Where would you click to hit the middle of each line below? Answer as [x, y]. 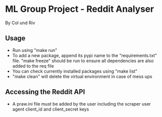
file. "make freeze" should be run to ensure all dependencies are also [83, 61]
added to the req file [33, 66]
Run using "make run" [35, 50]
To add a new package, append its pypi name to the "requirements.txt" [84, 55]
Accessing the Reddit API [45, 92]
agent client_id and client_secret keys [51, 109]
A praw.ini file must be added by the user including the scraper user [81, 104]
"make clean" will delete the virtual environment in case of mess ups [82, 76]
